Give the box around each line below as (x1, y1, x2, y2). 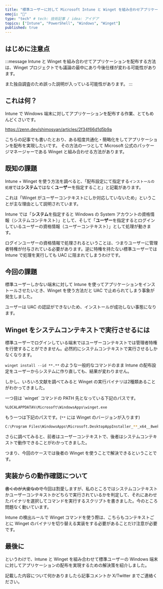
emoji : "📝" (5, 12, 27, 17)
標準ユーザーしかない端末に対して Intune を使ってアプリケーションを (5, 282, 143, 287)
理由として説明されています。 (21, 201, 81, 206)
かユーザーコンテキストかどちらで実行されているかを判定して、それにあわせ (5, 491, 158, 498)
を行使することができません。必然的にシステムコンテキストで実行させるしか (5, 346, 158, 352)
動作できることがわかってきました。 (17, 440, 90, 446)
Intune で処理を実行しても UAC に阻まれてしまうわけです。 (5, 252, 123, 258)
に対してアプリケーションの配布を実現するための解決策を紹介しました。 (5, 562, 149, 568)
